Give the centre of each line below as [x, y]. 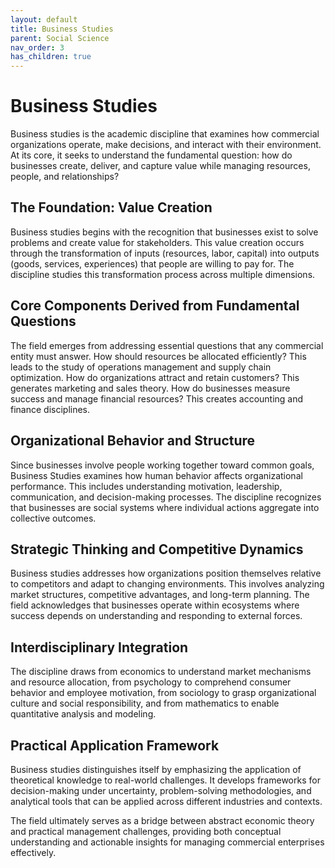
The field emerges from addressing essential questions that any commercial [167, 345]
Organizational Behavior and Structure [133, 441]
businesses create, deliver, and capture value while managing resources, [160, 166]
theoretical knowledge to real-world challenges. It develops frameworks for [165, 780]
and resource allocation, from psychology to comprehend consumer [151, 682]
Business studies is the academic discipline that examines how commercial [165, 134]
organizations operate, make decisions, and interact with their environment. [166, 145]
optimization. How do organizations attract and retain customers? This [155, 377]
